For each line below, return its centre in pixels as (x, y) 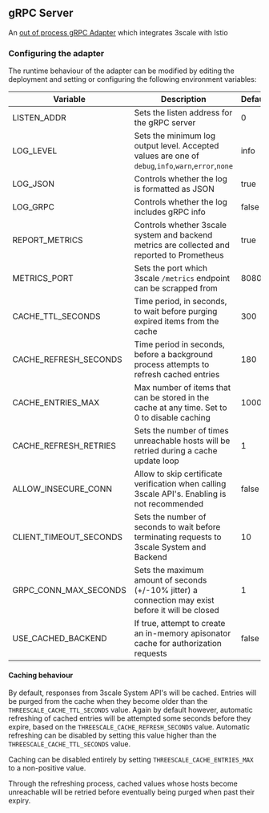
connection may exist (174, 600)
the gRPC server (165, 123)
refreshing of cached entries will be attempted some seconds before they (130, 718)
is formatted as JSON (174, 189)
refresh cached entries (177, 375)
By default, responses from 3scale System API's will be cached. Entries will (132, 693)
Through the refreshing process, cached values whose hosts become (123, 784)
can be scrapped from (176, 288)
